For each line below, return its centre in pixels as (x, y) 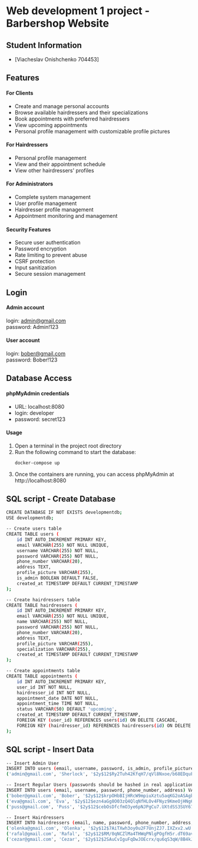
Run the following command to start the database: (75, 452)
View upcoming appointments (51, 125)
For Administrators (30, 184)
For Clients (20, 93)
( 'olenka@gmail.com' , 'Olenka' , (46, 829)
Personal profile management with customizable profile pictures (92, 131)
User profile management (46, 203)
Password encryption (40, 249)
